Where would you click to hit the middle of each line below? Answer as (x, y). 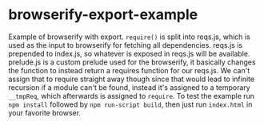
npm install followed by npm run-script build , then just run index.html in (130, 104)
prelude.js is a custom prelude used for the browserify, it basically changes (132, 62)
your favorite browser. (45, 112)
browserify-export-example (103, 15)
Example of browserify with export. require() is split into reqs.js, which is (129, 37)
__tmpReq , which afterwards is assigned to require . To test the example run (131, 96)
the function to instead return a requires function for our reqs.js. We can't (129, 70)
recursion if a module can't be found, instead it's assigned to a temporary (129, 87)
